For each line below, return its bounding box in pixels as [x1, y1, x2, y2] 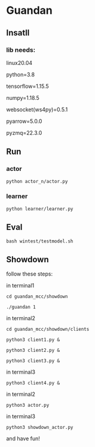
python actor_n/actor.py [6, 178, 68, 184]
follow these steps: [6, 270, 53, 277]
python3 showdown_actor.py [6, 425, 73, 431]
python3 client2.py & [6, 347, 60, 354]
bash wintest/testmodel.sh [6, 238, 73, 244]
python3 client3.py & [6, 358, 60, 364]
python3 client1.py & [6, 337, 60, 343]
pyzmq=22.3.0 [6, 129, 42, 136]
